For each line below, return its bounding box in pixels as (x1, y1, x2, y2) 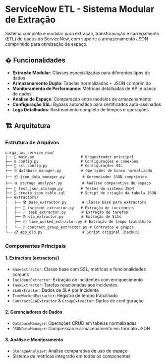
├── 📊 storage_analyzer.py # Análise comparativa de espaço (5, 181, 151, 186)
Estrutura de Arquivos (5, 139, 59, 146)
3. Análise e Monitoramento (5, 337, 63, 343)
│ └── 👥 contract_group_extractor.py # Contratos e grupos (5, 225, 134, 230)
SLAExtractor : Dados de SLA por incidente (12, 287, 99, 293)
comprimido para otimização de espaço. (5, 41, 88, 47)
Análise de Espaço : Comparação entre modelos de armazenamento (12, 96, 152, 102)
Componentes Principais (5, 243, 66, 250)
